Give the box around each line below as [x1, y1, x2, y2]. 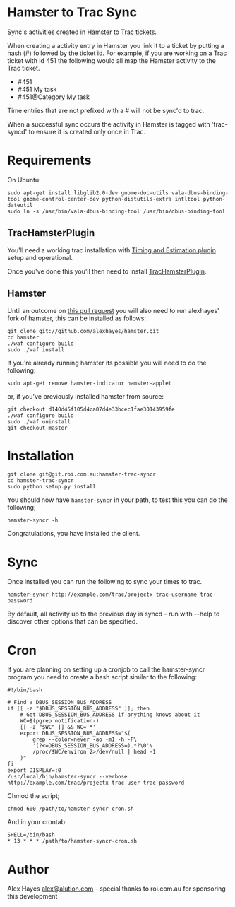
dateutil [7, 201, 33, 209]
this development [7, 892, 58, 901]
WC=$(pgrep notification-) [20, 718, 100, 725]
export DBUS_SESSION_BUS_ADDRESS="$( [20, 730, 131, 737]
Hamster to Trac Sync [7, 4, 138, 21]
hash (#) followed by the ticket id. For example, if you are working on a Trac [7, 49, 227, 57]
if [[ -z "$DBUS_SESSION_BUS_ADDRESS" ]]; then [7, 705, 150, 713]
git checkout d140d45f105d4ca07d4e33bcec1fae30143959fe [7, 406, 175, 413]
